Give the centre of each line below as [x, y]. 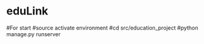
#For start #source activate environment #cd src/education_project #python [102, 28]
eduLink [27, 11]
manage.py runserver [34, 34]
